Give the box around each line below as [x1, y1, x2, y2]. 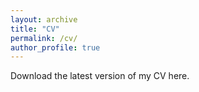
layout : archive [10, 14, 78, 25]
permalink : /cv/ [10, 33, 78, 43]
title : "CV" [10, 24, 60, 34]
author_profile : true [10, 42, 101, 53]
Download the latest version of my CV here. [10, 70, 190, 82]
